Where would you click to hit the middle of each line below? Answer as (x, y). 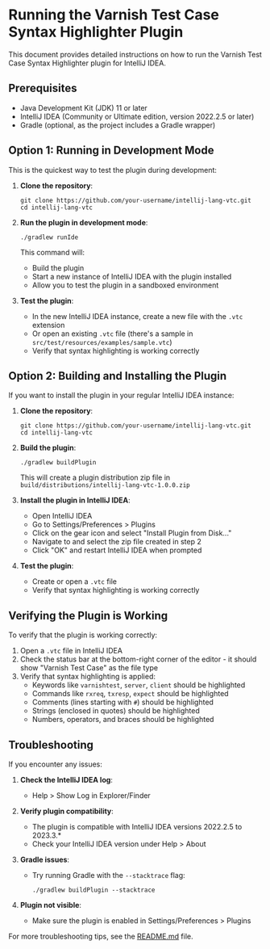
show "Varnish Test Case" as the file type (89, 668)
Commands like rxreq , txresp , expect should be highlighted (130, 694)
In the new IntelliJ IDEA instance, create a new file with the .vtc (137, 316)
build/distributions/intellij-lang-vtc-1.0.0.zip (105, 485)
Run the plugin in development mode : (84, 222)
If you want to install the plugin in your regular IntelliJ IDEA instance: (121, 395)
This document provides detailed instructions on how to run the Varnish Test (135, 54)
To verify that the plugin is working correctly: (83, 635)
